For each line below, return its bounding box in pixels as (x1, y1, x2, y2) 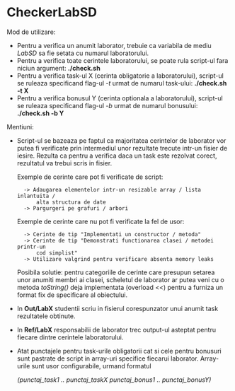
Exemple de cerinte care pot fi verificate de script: (16, 173, 164, 181)
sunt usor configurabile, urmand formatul (31, 361, 151, 370)
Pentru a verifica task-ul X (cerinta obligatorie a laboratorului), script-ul (16, 71, 224, 80)
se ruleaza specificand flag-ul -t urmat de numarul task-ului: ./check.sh (16, 78, 227, 87)
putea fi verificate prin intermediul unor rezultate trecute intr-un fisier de (16, 144, 228, 152)
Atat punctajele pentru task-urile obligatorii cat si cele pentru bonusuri (16, 346, 222, 355)
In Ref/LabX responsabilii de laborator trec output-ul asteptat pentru (16, 325, 217, 334)
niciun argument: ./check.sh (16, 64, 101, 72)
